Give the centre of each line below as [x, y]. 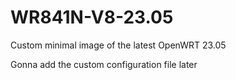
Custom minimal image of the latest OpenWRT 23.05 [118, 45]
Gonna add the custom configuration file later [104, 64]
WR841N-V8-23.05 [92, 17]
